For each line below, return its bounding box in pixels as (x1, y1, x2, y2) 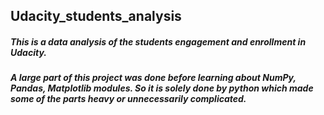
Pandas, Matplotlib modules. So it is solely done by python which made (10, 82, 314, 94)
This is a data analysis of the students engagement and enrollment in (10, 35, 307, 48)
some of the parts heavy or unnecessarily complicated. (10, 93, 247, 105)
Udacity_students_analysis (10, 8, 182, 25)
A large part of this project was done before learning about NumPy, (10, 72, 297, 84)
